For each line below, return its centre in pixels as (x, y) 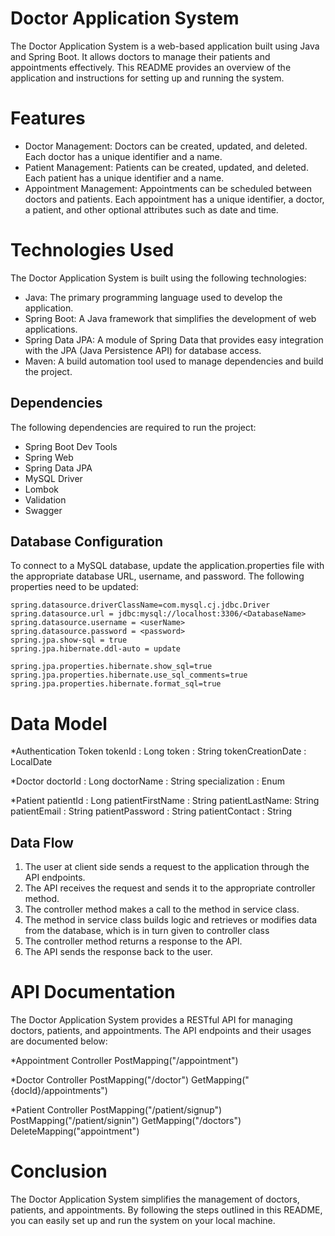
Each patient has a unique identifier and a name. (124, 178)
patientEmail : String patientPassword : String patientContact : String (151, 811)
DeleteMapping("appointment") (75, 1131)
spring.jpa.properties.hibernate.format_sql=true (116, 684)
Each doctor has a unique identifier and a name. (123, 156)
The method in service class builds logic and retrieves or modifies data (171, 920)
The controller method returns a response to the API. (133, 941)
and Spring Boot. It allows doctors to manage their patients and (140, 56)
